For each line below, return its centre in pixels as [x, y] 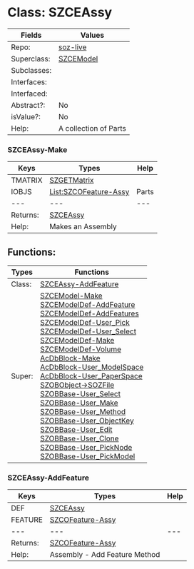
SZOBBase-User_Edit [76, 430]
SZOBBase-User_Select [81, 394]
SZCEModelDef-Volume [81, 349]
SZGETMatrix [72, 181]
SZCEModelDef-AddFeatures [90, 313]
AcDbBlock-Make [71, 358]
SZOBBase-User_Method [83, 412]
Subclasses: [31, 70]
